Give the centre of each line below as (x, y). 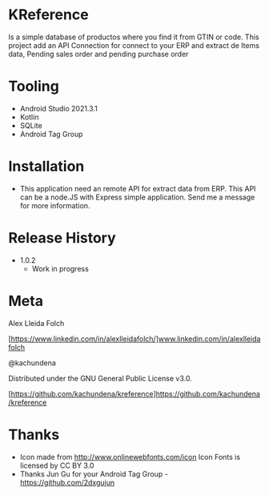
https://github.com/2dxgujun (67, 482)
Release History (62, 238)
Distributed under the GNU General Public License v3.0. (100, 378)
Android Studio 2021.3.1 (58, 108)
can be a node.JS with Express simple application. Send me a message (137, 197)
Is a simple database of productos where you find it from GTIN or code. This (134, 37)
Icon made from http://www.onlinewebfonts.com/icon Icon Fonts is (130, 457)
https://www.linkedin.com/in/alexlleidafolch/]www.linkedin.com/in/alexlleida (136, 339)
